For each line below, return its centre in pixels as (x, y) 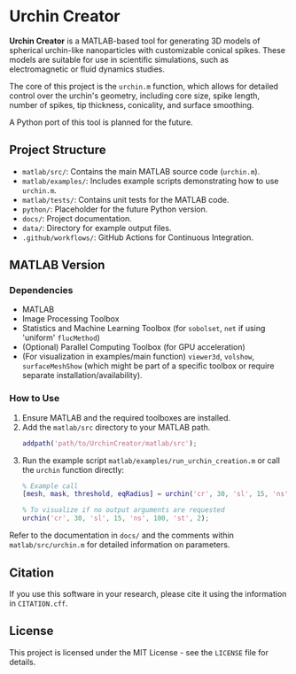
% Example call (50, 486)
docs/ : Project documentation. (77, 218)
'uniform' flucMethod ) (61, 337)
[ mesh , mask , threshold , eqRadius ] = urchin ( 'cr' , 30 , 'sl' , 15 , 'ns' (155, 494)
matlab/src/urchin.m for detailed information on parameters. (120, 545)
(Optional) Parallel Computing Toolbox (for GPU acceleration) (133, 347)
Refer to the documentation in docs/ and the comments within (122, 535)
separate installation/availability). (82, 376)
